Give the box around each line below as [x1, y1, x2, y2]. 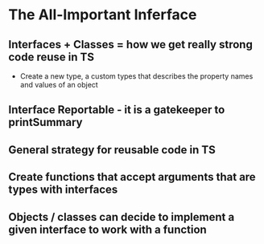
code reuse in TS [8, 50, 95, 63]
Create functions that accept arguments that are [8, 170, 256, 184]
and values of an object [19, 80, 98, 89]
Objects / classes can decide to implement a [8, 210, 235, 224]
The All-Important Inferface [8, 6, 197, 24]
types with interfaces [8, 183, 118, 197]
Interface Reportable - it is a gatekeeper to [8, 103, 225, 117]
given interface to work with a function [8, 222, 207, 236]
